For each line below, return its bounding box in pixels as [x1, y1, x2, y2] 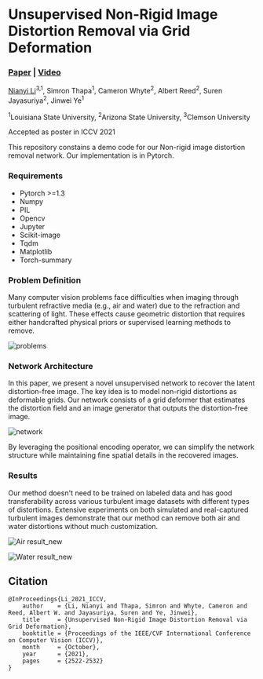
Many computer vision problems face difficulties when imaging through [8, 293, 239, 302]
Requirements [8, 170, 64, 181]
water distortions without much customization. [8, 521, 159, 531]
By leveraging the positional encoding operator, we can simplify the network [8, 442, 255, 452]
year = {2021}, [22, 650, 89, 659]
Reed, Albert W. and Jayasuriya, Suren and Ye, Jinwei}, [8, 609, 199, 617]
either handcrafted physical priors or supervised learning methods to [8, 318, 232, 327]
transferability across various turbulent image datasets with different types [8, 496, 250, 506]
